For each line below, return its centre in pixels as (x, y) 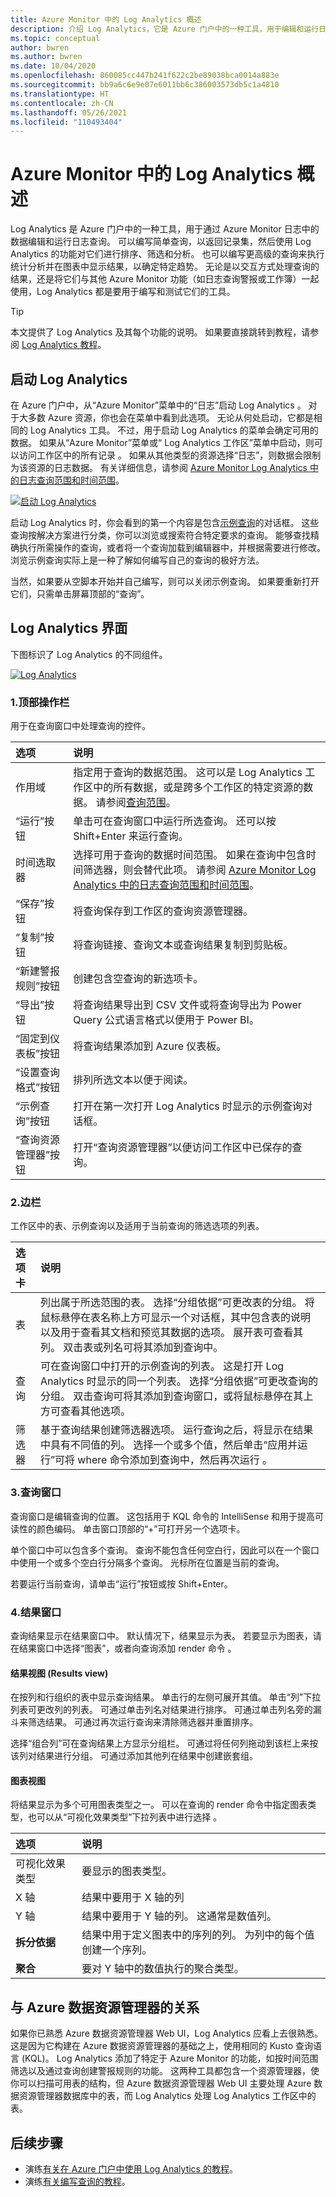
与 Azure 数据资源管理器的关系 (105, 2007)
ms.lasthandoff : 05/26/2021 (69, 112)
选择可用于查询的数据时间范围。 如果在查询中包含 (190, 855)
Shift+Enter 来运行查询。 (131, 836)
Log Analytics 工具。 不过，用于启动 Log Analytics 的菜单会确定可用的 (174, 430)
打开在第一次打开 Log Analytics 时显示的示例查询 (188, 1106)
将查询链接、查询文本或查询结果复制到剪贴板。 (183, 945)
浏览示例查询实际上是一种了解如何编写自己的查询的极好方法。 (137, 560)
